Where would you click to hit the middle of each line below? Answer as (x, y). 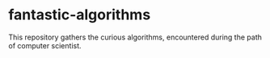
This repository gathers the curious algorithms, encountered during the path (135, 37)
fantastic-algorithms (80, 15)
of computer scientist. (45, 45)
